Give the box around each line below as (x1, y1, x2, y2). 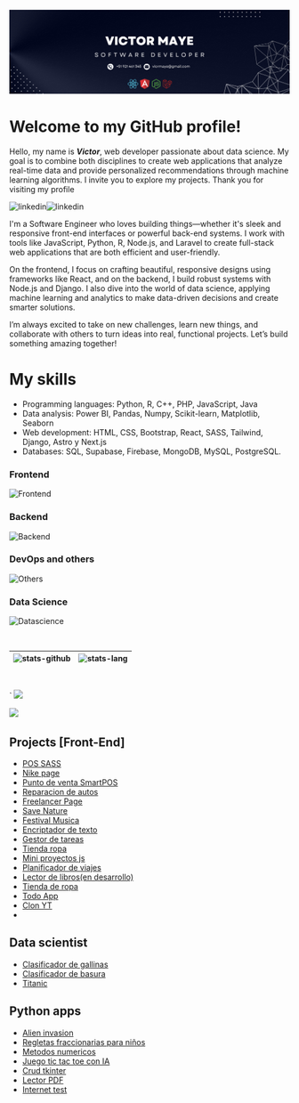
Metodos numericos (21, 1046, 96, 1057)
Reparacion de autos (21, 786, 99, 797)
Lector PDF (21, 1075, 64, 1085)
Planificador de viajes (21, 862, 102, 872)
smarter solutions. (9, 302, 76, 312)
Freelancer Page (21, 796, 83, 807)
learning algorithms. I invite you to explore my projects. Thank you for (9, 174, 264, 185)
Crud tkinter (21, 1065, 67, 1075)
